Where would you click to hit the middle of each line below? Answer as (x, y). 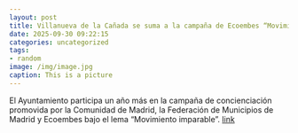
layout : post (33, 17)
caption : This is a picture (61, 75)
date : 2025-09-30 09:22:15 (59, 34)
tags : (19, 51)
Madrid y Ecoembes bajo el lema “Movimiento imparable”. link (122, 119)
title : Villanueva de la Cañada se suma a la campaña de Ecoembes (134, 26)
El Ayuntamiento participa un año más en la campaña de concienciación (141, 100)
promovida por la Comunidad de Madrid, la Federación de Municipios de (141, 110)
